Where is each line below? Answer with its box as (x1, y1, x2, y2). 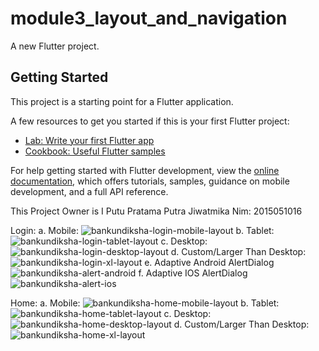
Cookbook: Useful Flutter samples (24, 145, 166, 157)
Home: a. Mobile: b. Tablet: (10, 297, 280, 309)
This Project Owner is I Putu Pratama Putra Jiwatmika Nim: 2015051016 (10, 205, 303, 217)
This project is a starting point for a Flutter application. (10, 95, 234, 107)
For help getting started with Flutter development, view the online (10, 164, 280, 176)
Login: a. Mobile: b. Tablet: (10, 224, 275, 236)
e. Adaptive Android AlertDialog (144, 256, 275, 268)
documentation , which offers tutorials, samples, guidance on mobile (10, 175, 290, 187)
